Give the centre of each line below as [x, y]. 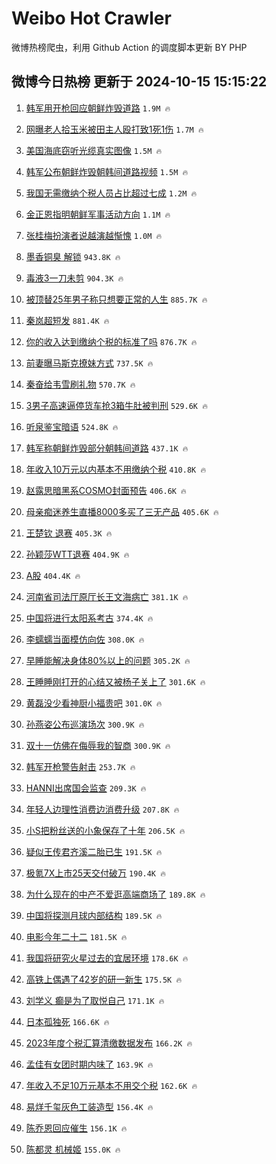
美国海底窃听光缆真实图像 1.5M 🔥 [94, 150]
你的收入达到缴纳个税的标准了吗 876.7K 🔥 [111, 341]
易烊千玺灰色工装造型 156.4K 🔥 [89, 1106]
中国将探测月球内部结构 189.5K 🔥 [94, 915]
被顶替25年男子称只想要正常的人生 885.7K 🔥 [116, 299]
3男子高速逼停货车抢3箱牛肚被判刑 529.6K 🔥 [116, 405]
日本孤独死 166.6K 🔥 [67, 1021]
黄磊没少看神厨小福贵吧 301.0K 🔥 [94, 703]
